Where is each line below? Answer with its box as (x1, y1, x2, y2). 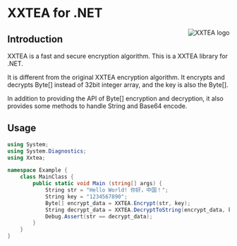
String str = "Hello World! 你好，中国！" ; (44, 187, 169, 194)
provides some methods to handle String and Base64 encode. (7, 102, 188, 110)
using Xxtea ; (7, 154, 46, 161)
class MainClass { (20, 173, 74, 181)
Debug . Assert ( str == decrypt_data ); (44, 213, 153, 220)
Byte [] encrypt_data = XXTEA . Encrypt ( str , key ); (44, 199, 191, 206)
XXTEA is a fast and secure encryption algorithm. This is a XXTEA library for (7, 52, 228, 60)
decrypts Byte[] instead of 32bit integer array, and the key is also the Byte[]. (7, 81, 229, 89)
